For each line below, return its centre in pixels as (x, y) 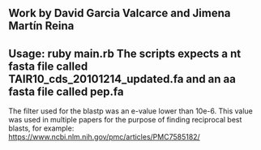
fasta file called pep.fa (66, 91)
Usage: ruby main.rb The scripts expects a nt (125, 53)
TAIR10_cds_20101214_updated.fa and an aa (122, 79)
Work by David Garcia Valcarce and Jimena (120, 13)
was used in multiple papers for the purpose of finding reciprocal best (125, 120)
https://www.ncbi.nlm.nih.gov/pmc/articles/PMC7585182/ (104, 137)
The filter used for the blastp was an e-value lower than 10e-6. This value (130, 111)
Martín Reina (41, 26)
